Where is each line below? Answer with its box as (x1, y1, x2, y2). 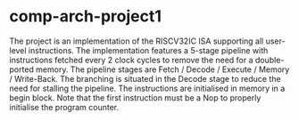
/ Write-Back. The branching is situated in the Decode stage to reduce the (9, 73, 281, 84)
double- (254, 54, 285, 65)
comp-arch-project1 (9, 6, 162, 27)
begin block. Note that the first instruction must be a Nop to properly (9, 92, 262, 103)
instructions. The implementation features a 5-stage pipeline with (28, 44, 269, 55)
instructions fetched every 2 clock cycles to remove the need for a (9, 54, 253, 65)
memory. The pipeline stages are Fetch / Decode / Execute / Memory (35, 64, 290, 75)
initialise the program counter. (9, 101, 120, 112)
